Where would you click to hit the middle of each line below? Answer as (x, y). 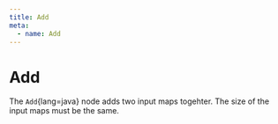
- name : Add (39, 33)
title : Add (29, 17)
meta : (19, 26)
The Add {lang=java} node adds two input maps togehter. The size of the (139, 101)
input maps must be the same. (64, 111)
